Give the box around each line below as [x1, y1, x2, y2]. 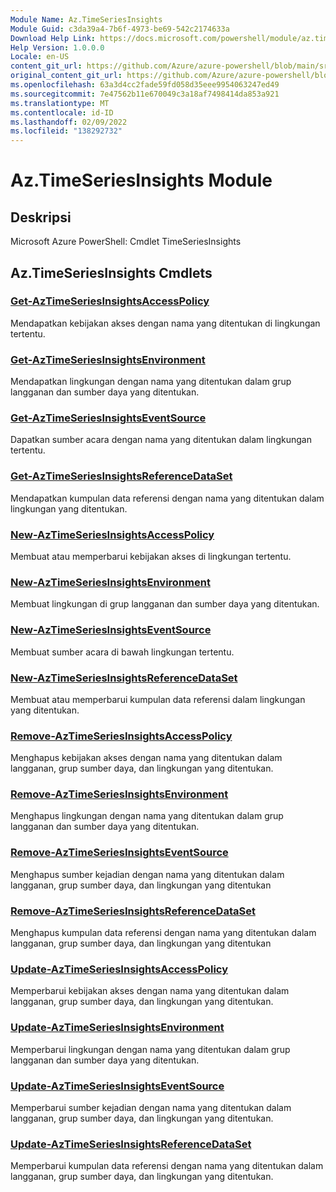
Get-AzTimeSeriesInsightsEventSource [10, 411, 207, 425]
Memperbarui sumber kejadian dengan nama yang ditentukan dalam [10, 1101, 292, 1113]
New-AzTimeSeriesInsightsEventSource [10, 623, 212, 637]
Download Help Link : [10, 33, 97, 43]
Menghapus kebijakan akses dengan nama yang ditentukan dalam [10, 752, 283, 764]
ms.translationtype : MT [10, 98, 110, 108]
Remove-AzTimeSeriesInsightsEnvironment [10, 787, 229, 801]
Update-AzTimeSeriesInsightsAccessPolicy [10, 962, 228, 976]
